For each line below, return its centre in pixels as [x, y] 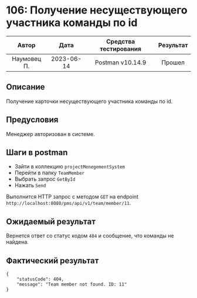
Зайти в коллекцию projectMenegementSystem [69, 167]
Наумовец [26, 58]
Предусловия [32, 120]
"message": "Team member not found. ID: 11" [72, 284]
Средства [121, 41]
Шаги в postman [37, 152]
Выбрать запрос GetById [45, 179]
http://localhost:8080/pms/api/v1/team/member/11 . [69, 203]
